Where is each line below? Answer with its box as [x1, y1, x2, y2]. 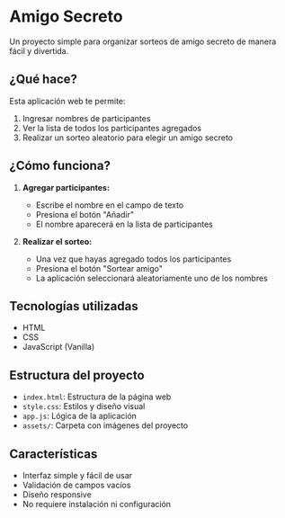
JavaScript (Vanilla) [22, 342, 95, 353]
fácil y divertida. [9, 45, 69, 56]
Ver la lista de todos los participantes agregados [22, 122, 202, 133]
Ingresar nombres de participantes [22, 112, 151, 123]
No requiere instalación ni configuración [22, 499, 172, 509]
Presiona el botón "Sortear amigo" [35, 263, 164, 273]
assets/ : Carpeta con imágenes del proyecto [22, 420, 189, 431]
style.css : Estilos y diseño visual [22, 401, 146, 412]
